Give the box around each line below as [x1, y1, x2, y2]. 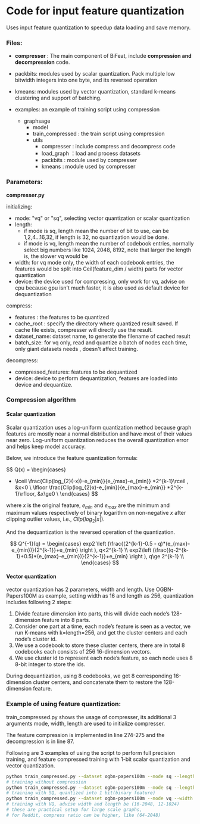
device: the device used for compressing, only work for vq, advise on [14, 278, 185, 285]
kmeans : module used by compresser [41, 163, 136, 170]
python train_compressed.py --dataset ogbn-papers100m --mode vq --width [6, 795, 193, 802]
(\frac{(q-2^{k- [152, 546, 189, 554]
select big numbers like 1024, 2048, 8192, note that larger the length [23, 246, 192, 253]
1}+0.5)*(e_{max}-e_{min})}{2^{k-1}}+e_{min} [15, 553, 129, 560]
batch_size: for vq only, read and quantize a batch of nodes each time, [14, 338, 187, 346]
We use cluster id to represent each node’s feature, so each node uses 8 [14, 654, 193, 662]
